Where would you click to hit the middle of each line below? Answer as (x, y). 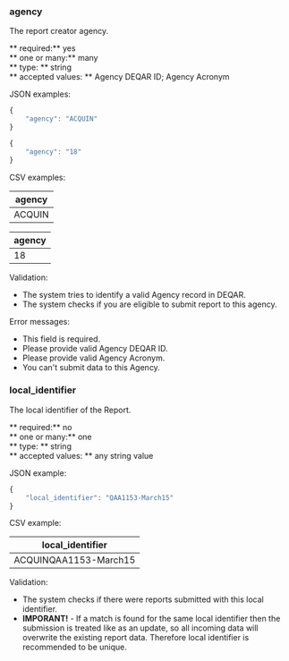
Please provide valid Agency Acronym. (93, 358)
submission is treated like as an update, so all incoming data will (140, 628)
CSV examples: (37, 177)
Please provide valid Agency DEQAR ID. (95, 348)
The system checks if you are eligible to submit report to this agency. (149, 304)
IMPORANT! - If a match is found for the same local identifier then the (151, 619)
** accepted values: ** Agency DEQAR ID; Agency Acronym (119, 77)
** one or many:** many (54, 58)
